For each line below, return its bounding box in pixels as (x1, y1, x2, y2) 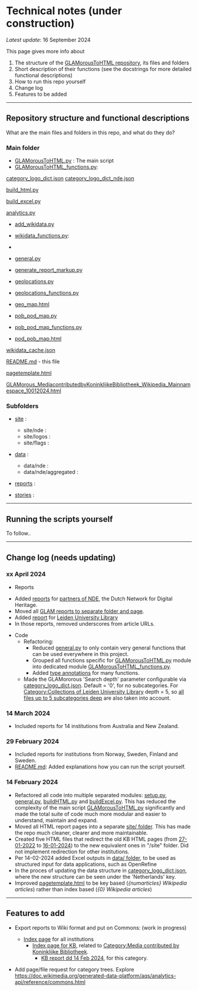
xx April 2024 (6, 570, 46, 579)
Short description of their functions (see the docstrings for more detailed (14, 65, 192, 72)
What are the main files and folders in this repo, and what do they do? (6, 129, 175, 136)
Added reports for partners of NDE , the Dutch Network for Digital (14, 595, 173, 602)
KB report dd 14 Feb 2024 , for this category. (41, 954, 148, 961)
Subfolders (6, 402, 39, 410)
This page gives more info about (6, 47, 85, 54)
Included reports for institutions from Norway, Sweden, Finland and (14, 750, 178, 758)
